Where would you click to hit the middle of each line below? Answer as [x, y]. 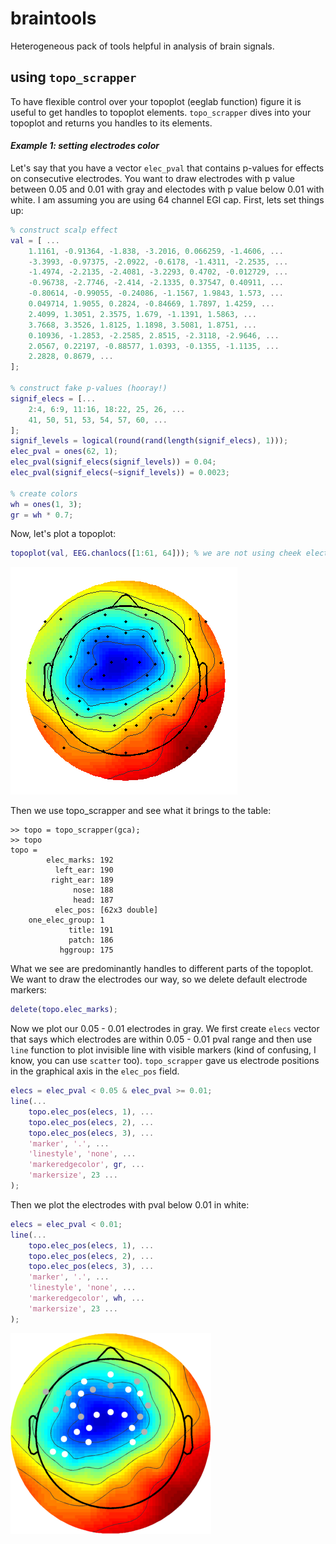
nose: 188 [93, 890]
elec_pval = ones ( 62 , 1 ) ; [64, 452]
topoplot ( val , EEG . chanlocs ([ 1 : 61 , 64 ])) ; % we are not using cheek [156, 553]
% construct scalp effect [64, 230]
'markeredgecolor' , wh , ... [86, 1298]
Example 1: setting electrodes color [85, 146]
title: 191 [91, 930]
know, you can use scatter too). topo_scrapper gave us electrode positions [165, 1061]
